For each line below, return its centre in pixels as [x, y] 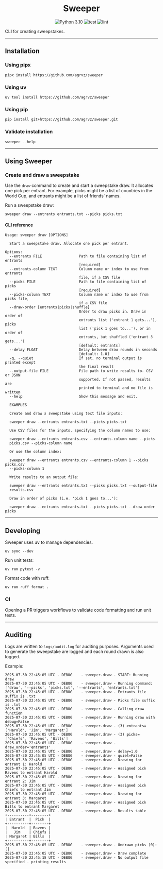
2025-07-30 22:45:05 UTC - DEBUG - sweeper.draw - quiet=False [73, 756]
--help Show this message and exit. [73, 397]
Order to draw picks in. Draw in [113, 312]
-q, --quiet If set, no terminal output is [76, 358]
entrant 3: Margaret [26, 798]
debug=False [17, 722]
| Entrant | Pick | [28, 819]
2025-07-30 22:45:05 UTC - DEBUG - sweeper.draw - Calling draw [75, 709]
